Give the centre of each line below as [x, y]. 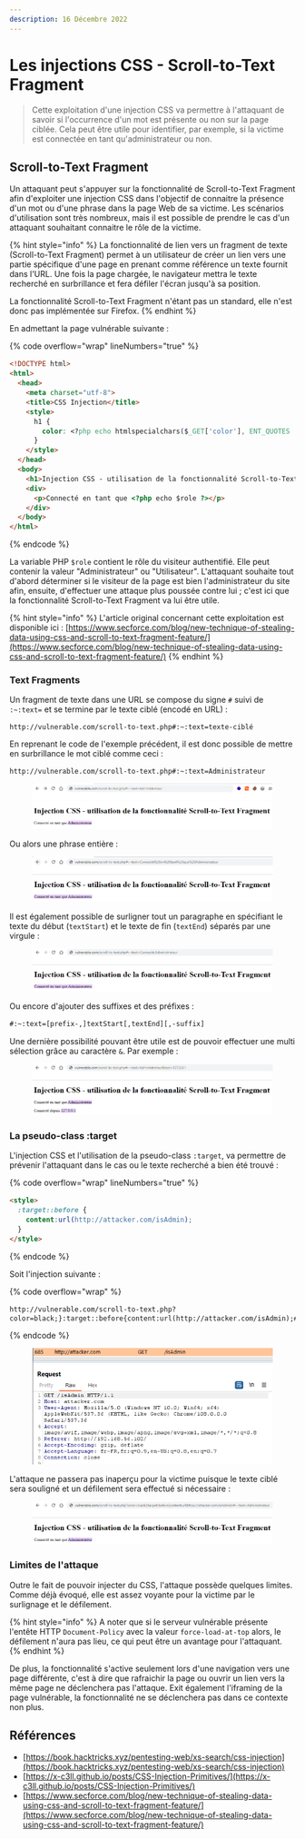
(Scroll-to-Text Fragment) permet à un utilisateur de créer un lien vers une [148, 255]
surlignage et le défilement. [60, 1604]
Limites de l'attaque [54, 1565]
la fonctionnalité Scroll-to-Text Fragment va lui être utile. [114, 600]
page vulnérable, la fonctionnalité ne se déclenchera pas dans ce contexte [149, 1697]
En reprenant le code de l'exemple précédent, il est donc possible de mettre [151, 744]
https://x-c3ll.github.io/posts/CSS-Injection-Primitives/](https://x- [148, 1776]
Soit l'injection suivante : [55, 1274]
